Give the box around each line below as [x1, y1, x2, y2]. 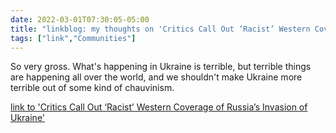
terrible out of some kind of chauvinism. [10, 82, 175, 94]
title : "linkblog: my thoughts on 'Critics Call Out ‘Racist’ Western [10, 24, 311, 34]
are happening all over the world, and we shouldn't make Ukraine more [10, 71, 303, 83]
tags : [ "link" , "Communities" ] [10, 33, 137, 43]
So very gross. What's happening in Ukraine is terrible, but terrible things [10, 61, 312, 73]
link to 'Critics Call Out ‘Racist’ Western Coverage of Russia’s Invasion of [10, 101, 308, 113]
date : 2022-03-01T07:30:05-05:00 [10, 14, 150, 25]
